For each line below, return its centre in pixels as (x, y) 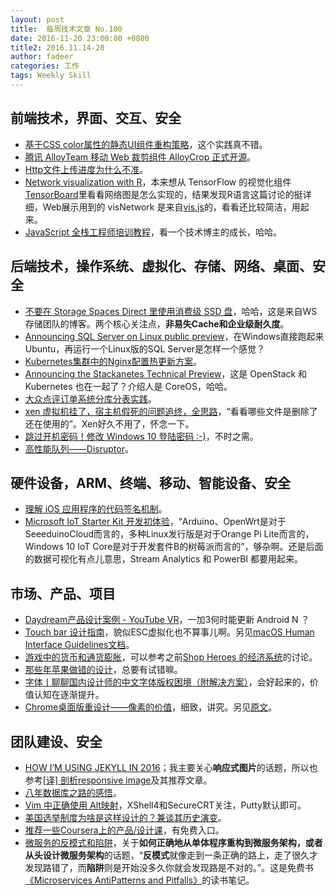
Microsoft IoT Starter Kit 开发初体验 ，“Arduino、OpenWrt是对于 (155, 522)
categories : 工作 (45, 66)
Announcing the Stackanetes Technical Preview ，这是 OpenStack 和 (166, 373)
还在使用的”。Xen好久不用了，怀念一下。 (109, 423)
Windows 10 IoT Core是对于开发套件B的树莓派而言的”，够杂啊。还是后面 (174, 547)
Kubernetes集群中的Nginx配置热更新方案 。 (113, 361)
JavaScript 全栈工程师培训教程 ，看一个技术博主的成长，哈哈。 (153, 232)
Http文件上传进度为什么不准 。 (86, 169)
